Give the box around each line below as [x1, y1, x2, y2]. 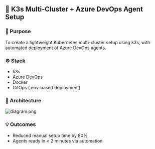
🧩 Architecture [5, 97, 42, 104]
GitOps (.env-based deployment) [12, 84, 81, 90]
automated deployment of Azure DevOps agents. [5, 45, 106, 51]
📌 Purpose [5, 28, 31, 35]
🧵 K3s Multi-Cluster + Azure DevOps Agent [5, 5, 143, 14]
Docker [12, 79, 28, 85]
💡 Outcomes [5, 121, 36, 128]
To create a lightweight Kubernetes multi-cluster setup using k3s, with [5, 39, 150, 45]
